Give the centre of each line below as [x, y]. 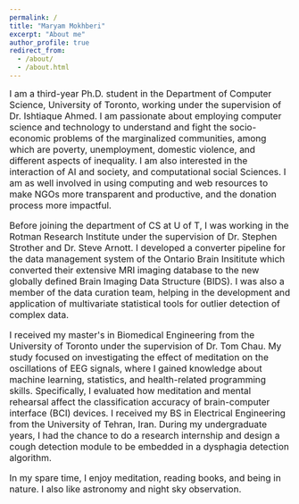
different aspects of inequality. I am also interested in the [129, 160]
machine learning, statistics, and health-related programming [137, 379]
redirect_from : [37, 51]
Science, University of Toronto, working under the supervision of [145, 105]
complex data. [39, 315]
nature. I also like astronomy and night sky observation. [125, 489]
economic [30, 138]
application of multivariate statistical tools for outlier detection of [145, 303]
